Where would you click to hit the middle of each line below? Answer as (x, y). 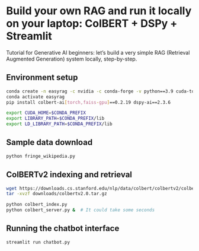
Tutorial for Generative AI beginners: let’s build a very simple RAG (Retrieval (98, 52)
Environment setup (42, 77)
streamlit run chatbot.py (38, 242)
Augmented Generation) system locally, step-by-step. (72, 59)
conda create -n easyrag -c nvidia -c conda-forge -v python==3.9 (90, 91)
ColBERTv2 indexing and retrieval (69, 175)
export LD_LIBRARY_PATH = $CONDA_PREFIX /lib (59, 124)
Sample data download (49, 143)
